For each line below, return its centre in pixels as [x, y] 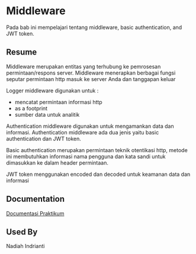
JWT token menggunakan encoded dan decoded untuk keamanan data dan [98, 174]
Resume [22, 52]
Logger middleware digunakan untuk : [52, 91]
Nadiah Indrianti [25, 246]
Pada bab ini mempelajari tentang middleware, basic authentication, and [94, 27]
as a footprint [31, 108]
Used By [22, 232]
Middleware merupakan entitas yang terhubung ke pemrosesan [83, 66]
